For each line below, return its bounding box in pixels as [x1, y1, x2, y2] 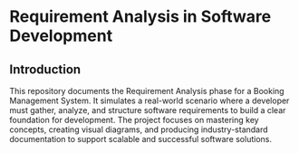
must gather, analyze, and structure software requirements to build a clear [9, 105, 286, 115]
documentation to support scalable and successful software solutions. [9, 134, 272, 144]
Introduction [9, 62, 82, 77]
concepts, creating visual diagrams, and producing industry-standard [9, 124, 269, 135]
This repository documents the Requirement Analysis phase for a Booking [9, 86, 285, 96]
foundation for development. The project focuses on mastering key [9, 115, 260, 125]
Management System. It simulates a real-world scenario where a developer [9, 95, 290, 106]
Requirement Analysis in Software [9, 6, 272, 27]
